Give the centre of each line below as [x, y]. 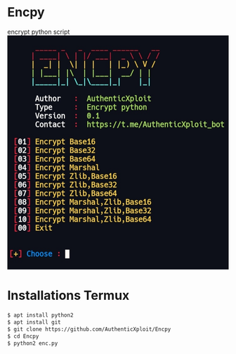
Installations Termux [68, 296]
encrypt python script [39, 32]
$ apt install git [34, 322]
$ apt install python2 [40, 315]
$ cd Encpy [23, 336]
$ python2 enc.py [33, 343]
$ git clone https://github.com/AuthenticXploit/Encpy [89, 329]
